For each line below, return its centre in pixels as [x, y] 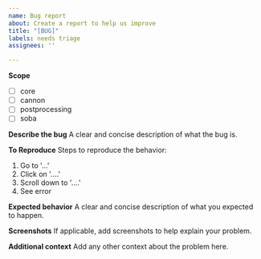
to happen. [26, 216]
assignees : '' [32, 46]
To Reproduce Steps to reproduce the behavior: [88, 150]
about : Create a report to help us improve [82, 23]
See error [36, 191]
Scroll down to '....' [51, 183]
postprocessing [46, 109]
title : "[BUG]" [34, 31]
